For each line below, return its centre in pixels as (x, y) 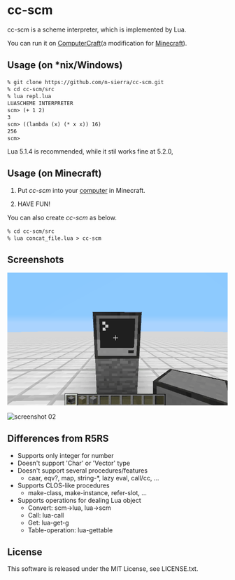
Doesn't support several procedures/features (83, 470)
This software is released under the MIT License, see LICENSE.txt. (103, 569)
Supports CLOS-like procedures (63, 485)
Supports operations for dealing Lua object (79, 500)
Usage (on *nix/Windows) (65, 65)
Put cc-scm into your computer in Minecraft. (81, 190)
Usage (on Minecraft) (55, 174)
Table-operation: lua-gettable (70, 530)
